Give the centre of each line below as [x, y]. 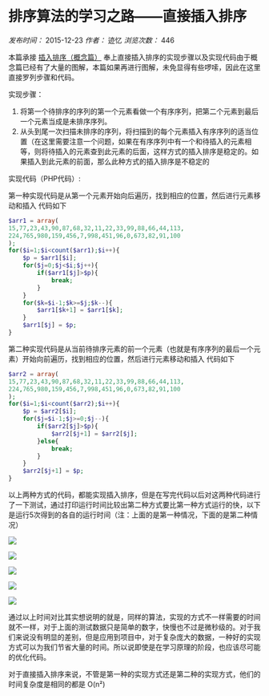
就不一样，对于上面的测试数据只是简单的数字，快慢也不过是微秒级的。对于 [131, 627]
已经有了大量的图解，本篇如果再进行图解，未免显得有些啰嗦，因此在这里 [141, 67]
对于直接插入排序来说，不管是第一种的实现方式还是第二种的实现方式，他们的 [134, 674]
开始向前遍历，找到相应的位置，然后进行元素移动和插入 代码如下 [128, 358]
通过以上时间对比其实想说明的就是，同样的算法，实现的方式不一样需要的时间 [134, 617]
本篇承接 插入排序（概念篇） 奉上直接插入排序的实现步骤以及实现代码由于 [129, 57]
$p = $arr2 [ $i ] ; [50, 411]
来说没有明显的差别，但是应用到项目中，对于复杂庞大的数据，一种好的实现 [138, 637]
